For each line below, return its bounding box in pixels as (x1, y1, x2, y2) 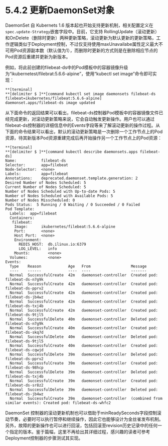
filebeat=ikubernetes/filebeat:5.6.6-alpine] (5, 96, 102, 101)
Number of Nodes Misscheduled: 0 (5, 197, 75, 203)
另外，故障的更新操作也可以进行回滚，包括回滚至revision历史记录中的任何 (5, 422, 158, 428)
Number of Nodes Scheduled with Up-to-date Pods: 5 (5, 189, 115, 194)
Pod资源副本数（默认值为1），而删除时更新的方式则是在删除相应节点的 (14, 47, 158, 53)
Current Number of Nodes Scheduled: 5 (5, 184, 86, 189)
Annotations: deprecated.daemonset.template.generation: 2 (5, 176, 138, 181)
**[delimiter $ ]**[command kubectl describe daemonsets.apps (5, 149, 138, 154)
